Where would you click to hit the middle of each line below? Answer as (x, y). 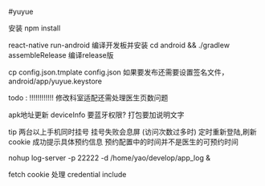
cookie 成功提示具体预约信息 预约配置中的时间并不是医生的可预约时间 (123, 142)
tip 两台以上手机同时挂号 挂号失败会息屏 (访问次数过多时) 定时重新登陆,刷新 (132, 132)
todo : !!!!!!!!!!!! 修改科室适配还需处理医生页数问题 (88, 98)
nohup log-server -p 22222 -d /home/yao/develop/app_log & (110, 158)
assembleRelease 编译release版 (61, 55)
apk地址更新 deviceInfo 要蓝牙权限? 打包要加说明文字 (96, 115)
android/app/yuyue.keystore (55, 81)
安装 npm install (35, 28)
